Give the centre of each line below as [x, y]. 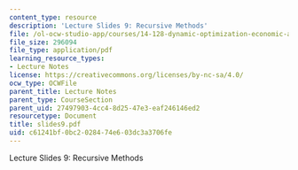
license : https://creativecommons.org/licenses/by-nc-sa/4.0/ [126, 75]
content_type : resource [53, 17]
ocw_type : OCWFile [43, 83]
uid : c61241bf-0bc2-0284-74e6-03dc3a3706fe [91, 133]
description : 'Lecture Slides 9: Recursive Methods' [109, 26]
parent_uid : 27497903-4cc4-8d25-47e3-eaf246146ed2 [105, 108]
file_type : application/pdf [61, 50]
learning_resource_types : [57, 58]
